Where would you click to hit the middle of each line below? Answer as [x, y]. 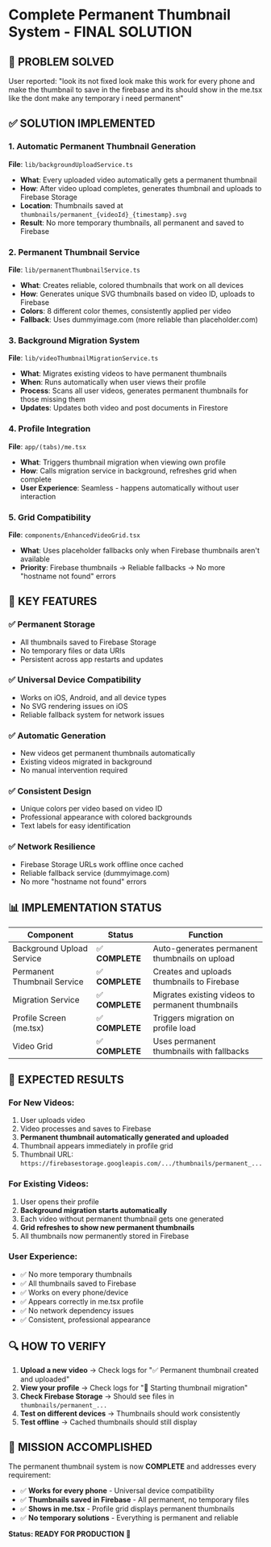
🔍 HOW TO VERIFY [57, 1347]
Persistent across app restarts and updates [92, 659]
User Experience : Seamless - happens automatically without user [129, 488]
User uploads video [52, 1120]
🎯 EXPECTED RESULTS [67, 1080]
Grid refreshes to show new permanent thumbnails [107, 1227]
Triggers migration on [194, 1018]
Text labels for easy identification [75, 826]
